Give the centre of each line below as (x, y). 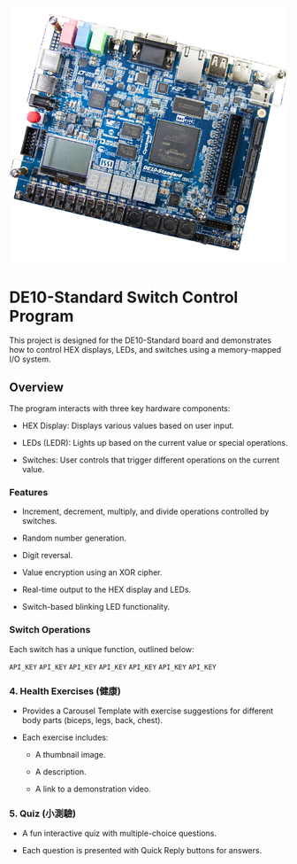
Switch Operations (50, 630)
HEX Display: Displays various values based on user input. (128, 426)
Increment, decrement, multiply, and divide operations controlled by (145, 511)
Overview (37, 387)
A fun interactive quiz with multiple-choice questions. (119, 833)
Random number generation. (74, 538)
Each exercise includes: (65, 737)
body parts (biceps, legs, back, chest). (92, 720)
